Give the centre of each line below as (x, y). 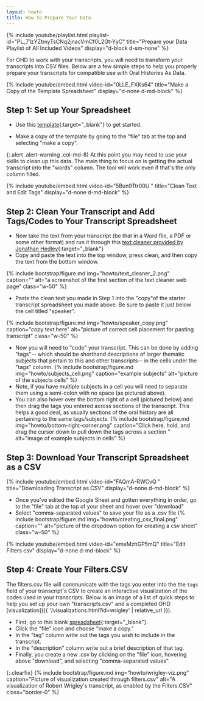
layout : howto (24, 12)
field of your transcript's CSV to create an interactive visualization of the (97, 591)
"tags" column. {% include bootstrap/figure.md (74, 367)
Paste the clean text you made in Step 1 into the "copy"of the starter (100, 298)
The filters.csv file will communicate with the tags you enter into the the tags (102, 584)
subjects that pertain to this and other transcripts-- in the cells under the (106, 361)
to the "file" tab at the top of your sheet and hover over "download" (100, 506)
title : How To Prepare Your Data (49, 18)
